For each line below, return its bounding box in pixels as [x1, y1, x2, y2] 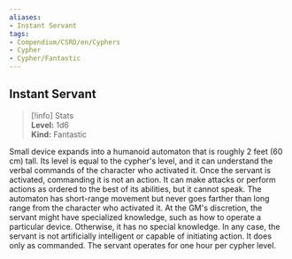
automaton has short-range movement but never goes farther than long [9, 193, 270, 203]
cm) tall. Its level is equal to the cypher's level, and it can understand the [9, 156, 273, 166]
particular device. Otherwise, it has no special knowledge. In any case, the [9, 221, 280, 232]
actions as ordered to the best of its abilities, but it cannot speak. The [9, 183, 263, 194]
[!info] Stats [30, 110, 74, 120]
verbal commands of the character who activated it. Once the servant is [9, 164, 272, 175]
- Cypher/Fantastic [9, 54, 81, 63]
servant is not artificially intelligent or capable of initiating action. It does [9, 231, 273, 241]
